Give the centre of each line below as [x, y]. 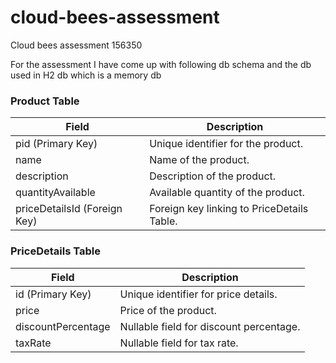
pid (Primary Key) [56, 144]
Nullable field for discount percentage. [210, 326]
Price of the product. [168, 310]
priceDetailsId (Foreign [69, 209]
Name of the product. [199, 160]
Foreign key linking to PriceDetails [229, 209]
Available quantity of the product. [227, 193]
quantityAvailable [55, 193]
